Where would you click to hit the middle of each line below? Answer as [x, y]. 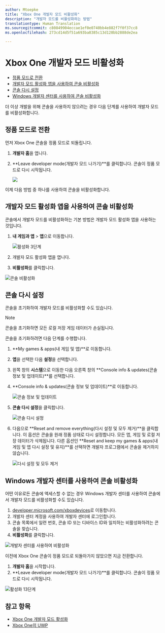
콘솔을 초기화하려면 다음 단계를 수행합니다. [46, 338]
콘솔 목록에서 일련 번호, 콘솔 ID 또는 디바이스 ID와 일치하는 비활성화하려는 [83, 523]
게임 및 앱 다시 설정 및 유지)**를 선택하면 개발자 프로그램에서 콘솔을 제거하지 [85, 447]
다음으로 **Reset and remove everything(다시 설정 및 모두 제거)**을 [79, 429]
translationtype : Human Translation [43, 23]
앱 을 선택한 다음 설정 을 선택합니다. [45, 359]
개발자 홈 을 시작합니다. [34, 566]
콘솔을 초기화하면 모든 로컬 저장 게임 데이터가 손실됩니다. [60, 328]
